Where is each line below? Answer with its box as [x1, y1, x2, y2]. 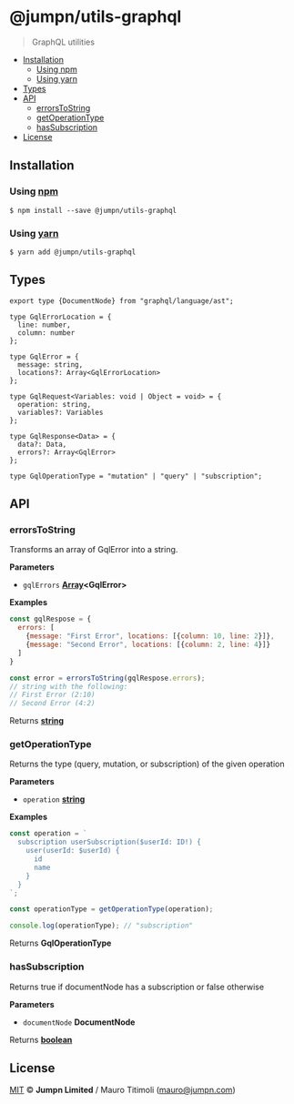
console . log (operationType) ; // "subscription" [9, 921, 194, 930]
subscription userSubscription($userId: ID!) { [17, 837, 202, 847]
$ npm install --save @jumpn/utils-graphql [9, 206, 177, 215]
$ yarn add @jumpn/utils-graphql [9, 248, 137, 257]
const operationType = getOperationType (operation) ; [9, 905, 214, 914]
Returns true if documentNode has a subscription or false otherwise [9, 981, 265, 992]
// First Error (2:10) [9, 690, 96, 700]
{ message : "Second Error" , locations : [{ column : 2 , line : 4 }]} [25, 640, 271, 650]
